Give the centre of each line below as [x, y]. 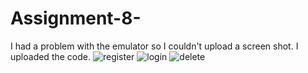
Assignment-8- [76, 18]
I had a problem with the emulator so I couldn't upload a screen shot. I [154, 46]
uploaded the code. [50, 56]
